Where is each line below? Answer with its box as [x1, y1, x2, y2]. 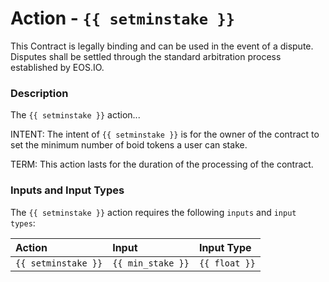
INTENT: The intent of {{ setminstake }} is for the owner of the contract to [10, 128, 320, 141]
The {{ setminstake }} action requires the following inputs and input [10, 206, 297, 218]
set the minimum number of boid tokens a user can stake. [10, 139, 248, 151]
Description [10, 86, 69, 100]
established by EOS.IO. [10, 61, 105, 73]
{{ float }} [198, 257, 256, 269]
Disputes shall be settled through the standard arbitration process [10, 50, 282, 62]
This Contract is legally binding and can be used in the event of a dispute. [10, 40, 314, 52]
